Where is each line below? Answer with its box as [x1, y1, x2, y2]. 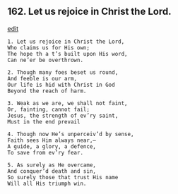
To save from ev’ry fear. [7, 149, 83, 156]
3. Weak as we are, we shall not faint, [7, 99, 129, 107]
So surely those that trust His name [7, 174, 119, 181]
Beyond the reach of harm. [7, 87, 87, 95]
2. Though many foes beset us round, [7, 68, 119, 76]
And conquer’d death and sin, [7, 167, 97, 175]
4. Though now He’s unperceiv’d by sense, [7, 131, 134, 138]
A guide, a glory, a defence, [7, 143, 97, 150]
